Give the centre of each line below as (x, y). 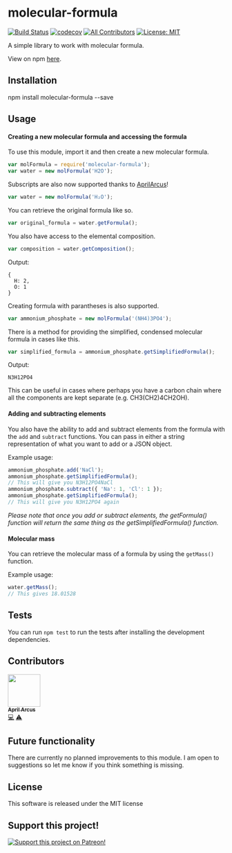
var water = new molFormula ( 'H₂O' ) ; (60, 197)
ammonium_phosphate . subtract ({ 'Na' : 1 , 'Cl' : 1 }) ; (85, 490)
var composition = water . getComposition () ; (71, 249)
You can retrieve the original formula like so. (70, 210)
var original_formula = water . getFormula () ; (73, 223)
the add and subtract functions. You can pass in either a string (96, 436)
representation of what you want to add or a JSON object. (90, 444)
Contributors (36, 662)
